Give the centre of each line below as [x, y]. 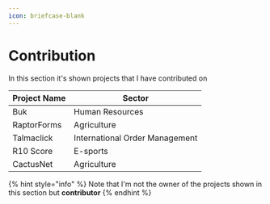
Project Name [39, 98]
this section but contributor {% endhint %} [80, 192]
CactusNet [33, 164]
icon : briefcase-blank [46, 16]
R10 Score [33, 151]
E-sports [91, 151]
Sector [136, 98]
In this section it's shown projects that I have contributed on [108, 78]
